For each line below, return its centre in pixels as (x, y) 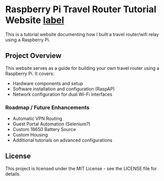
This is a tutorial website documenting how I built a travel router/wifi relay (82, 34)
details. (13, 174)
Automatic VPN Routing (37, 119)
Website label (35, 20)
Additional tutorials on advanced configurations (62, 140)
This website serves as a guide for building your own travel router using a (82, 68)
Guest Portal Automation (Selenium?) (51, 124)
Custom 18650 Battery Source (44, 130)
